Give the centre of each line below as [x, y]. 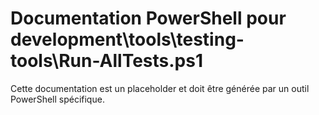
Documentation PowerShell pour [148, 18]
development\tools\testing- [127, 39]
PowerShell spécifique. [57, 99]
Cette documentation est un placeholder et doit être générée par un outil [160, 88]
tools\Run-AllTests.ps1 [107, 61]
